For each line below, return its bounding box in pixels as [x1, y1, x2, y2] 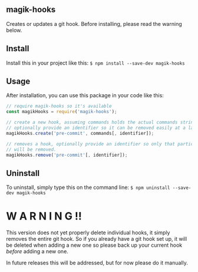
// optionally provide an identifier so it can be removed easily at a [6, 125, 186, 131]
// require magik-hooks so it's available [6, 103, 112, 110]
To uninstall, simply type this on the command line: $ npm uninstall [6, 184, 170, 191]
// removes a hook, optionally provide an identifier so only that [6, 141, 176, 147]
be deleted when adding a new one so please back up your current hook [6, 241, 183, 249]
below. [6, 26, 22, 34]
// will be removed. [6, 147, 57, 152]
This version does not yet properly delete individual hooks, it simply [6, 229, 170, 236]
